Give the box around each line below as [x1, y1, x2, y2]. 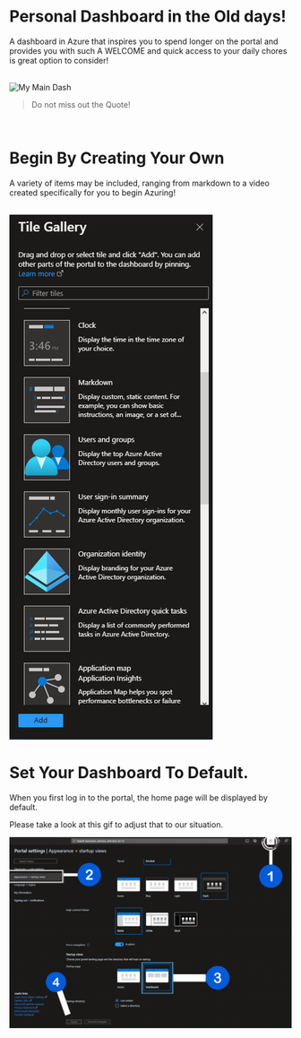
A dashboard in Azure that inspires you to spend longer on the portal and [9, 36, 279, 47]
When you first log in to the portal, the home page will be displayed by [9, 791, 269, 803]
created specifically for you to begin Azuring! [9, 186, 176, 198]
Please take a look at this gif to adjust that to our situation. [9, 818, 224, 830]
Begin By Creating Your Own [9, 148, 225, 169]
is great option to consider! [9, 55, 109, 65]
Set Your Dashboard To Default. [9, 763, 249, 783]
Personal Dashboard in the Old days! [9, 6, 287, 27]
